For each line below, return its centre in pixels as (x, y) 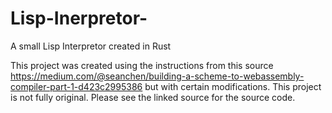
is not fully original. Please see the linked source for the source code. (153, 97)
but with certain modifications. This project (233, 86)
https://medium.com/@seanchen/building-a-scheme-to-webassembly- (157, 76)
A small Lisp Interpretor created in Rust (91, 46)
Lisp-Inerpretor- (79, 18)
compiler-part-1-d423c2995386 (76, 86)
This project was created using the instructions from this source (142, 65)
